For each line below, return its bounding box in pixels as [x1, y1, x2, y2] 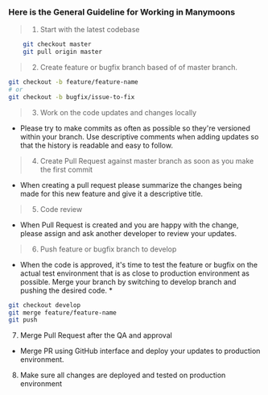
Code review [39, 204, 83, 214]
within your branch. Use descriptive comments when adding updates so [19, 131, 259, 141]
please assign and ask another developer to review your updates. [19, 228, 237, 238]
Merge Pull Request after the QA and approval [19, 331, 173, 340]
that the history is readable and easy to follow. [19, 140, 173, 150]
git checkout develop [8, 301, 81, 309]
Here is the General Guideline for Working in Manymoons [8, 6, 236, 18]
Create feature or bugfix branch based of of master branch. [39, 63, 238, 73]
